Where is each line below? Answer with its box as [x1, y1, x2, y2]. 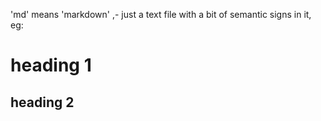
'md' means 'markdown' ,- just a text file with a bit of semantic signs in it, [10, 9, 312, 20]
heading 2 [10, 94, 75, 111]
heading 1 [10, 54, 92, 77]
